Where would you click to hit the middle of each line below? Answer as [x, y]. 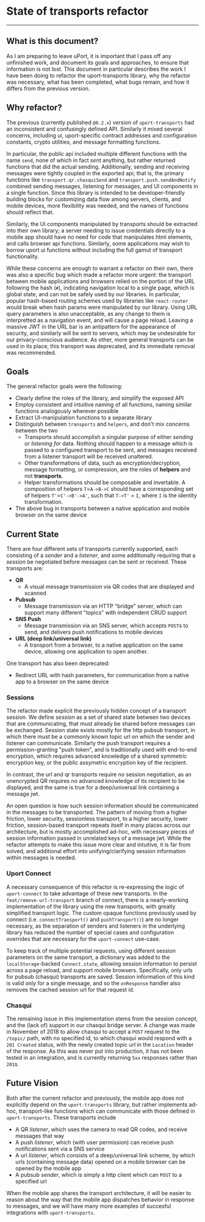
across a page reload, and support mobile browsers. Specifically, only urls [100, 970]
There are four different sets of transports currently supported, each [92, 549]
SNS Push [28, 619]
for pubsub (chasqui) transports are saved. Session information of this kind [101, 977]
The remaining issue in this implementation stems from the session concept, [102, 1019]
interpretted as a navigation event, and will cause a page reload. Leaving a [100, 320]
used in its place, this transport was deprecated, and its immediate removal [101, 346]
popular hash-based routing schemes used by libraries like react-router [97, 300]
